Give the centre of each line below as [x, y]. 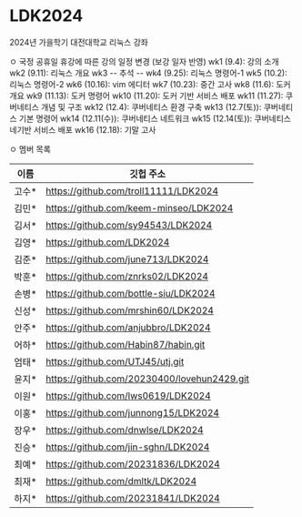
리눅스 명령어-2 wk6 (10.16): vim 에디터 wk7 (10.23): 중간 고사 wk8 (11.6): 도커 [150, 84]
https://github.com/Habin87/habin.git [125, 344]
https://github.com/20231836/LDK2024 [132, 463]
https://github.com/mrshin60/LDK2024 [129, 310]
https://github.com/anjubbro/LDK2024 [128, 327]
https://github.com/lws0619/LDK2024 [128, 395]
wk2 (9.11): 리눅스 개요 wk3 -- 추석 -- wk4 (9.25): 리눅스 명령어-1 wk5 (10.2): [149, 73]
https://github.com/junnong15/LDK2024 [132, 412]
